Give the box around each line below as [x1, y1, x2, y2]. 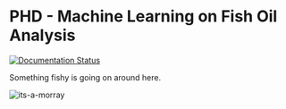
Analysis [9, 25, 76, 46]
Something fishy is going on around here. [9, 71, 162, 82]
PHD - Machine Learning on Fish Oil [9, 6, 278, 27]
